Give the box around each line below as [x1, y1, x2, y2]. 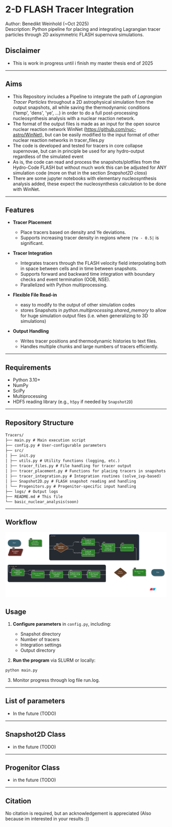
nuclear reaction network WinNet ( [12, 126, 86, 132]
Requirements [5, 363, 51, 372]
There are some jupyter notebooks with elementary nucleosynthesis [12, 175, 157, 181]
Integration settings [20, 642, 61, 648]
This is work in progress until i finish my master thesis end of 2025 [12, 60, 154, 66]
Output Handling [12, 328, 49, 334]
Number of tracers [20, 637, 60, 643]
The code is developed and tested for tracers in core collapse [12, 142, 143, 148]
